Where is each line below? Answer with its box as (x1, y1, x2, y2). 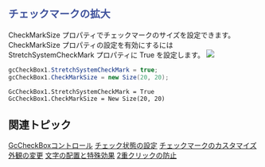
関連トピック (8, 118, 72, 131)
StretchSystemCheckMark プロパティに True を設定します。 (8, 50, 205, 60)
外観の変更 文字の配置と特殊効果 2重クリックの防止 (8, 150, 177, 161)
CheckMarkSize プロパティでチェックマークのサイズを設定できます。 (8, 30, 236, 40)
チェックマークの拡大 (8, 6, 111, 21)
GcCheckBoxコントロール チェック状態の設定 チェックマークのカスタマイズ (8, 141, 257, 150)
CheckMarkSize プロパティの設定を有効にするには (8, 40, 173, 49)
